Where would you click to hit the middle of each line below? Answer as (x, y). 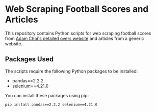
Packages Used (29, 59)
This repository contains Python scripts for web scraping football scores (78, 33)
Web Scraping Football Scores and (77, 9)
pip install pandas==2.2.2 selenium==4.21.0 (51, 105)
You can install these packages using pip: (47, 95)
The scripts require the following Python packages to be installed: (72, 71)
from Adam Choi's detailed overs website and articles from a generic (75, 38)
